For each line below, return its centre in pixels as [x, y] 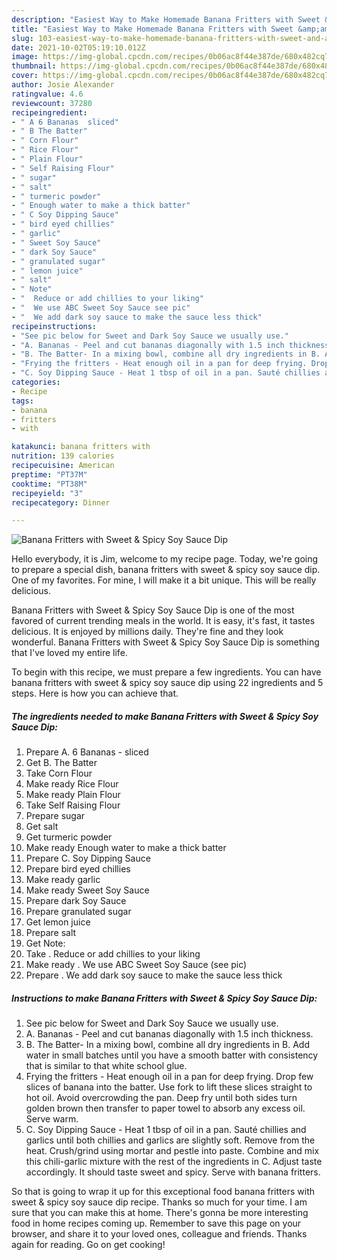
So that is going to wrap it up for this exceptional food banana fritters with [163, 1192]
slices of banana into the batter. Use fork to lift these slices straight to [169, 1087]
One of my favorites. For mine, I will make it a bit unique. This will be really [164, 580]
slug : [22, 38]
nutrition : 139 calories [63, 456]
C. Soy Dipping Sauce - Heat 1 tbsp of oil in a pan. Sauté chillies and [166, 1130]
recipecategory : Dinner [61, 502]
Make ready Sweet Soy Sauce [87, 890]
